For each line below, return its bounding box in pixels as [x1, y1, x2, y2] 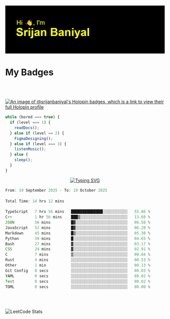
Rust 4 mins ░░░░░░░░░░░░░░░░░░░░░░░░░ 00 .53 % [5, 258, 151, 263]
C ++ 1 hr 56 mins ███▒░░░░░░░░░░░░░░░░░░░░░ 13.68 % [5, 214, 151, 220]
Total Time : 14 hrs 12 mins [5, 199, 65, 204]
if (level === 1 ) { [10, 120, 51, 125]
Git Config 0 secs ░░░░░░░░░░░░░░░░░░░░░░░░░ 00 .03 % [5, 268, 151, 273]
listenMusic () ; [14, 147, 47, 152]
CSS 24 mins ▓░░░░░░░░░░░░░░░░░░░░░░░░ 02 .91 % [5, 247, 151, 252]
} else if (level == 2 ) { [10, 131, 65, 136]
